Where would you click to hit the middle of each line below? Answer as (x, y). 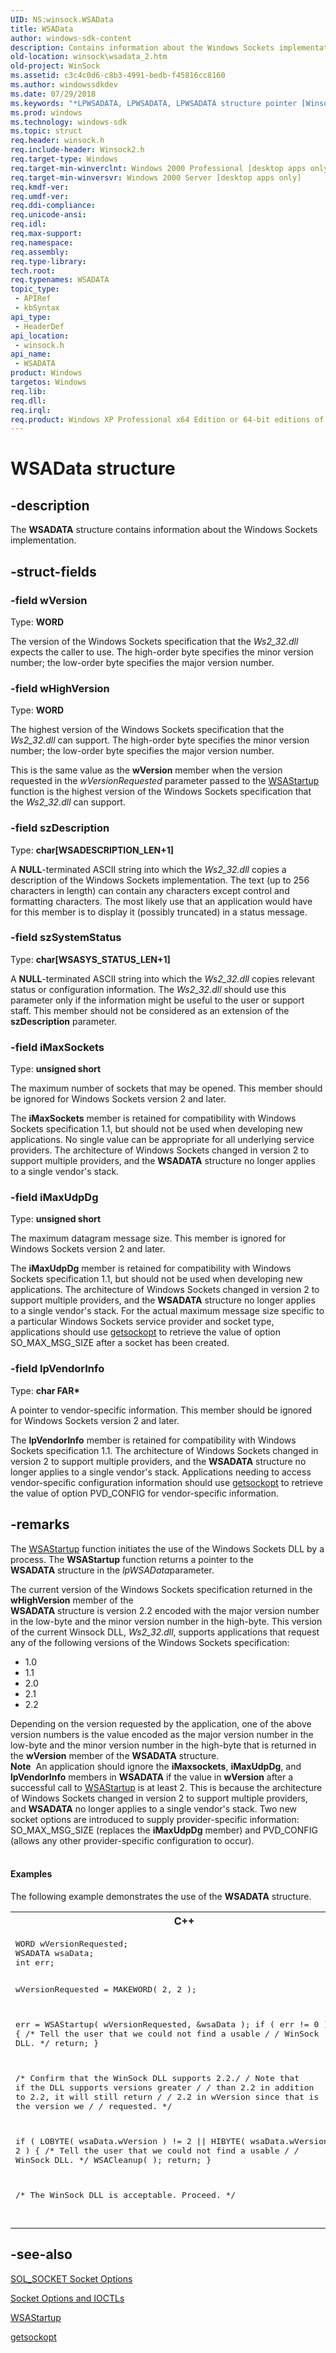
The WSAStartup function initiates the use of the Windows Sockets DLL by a (167, 1548)
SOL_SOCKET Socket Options (71, 2278)
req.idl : (28, 224)
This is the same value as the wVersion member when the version (146, 770)
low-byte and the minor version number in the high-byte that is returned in (163, 1745)
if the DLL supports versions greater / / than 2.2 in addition (165, 2087)
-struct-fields (53, 571)
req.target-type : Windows (64, 159)
